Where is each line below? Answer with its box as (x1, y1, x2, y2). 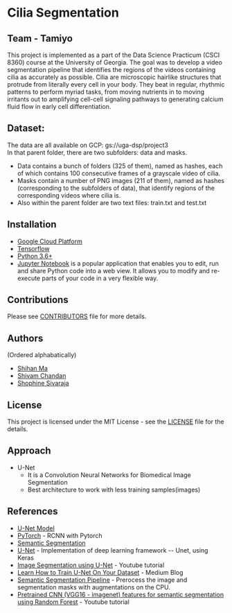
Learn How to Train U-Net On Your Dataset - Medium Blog (17, 568, 184, 576)
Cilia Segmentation (7, 5, 119, 21)
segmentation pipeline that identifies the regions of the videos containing (7, 66, 216, 74)
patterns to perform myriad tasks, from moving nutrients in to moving (7, 88, 204, 96)
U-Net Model (17, 524, 55, 532)
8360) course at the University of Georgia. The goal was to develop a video (7, 58, 223, 67)
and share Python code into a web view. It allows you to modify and (17, 266, 210, 275)
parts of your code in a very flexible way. (41, 274, 159, 282)
